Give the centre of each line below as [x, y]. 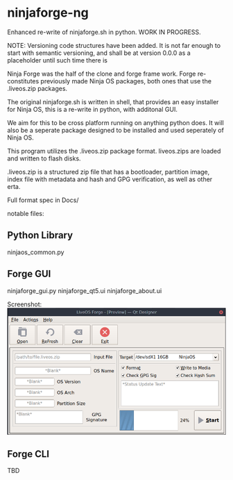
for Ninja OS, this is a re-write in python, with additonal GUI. [93, 109]
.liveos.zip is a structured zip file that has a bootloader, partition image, [109, 172]
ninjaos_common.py [36, 252]
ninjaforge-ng [48, 13]
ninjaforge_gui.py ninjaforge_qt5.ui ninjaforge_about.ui [85, 290]
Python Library [40, 235]
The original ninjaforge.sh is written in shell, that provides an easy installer [113, 101]
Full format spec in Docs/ [43, 200]
